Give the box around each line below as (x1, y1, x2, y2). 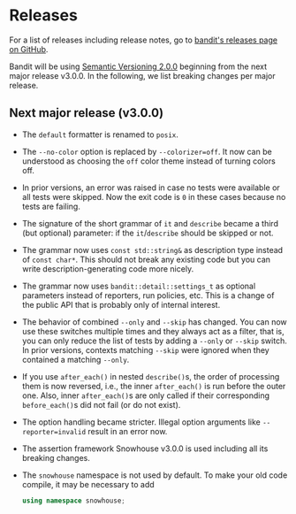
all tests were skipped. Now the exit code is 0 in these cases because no (21, 191, 286, 202)
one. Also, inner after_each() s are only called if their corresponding (21, 390, 269, 401)
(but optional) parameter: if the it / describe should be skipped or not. (21, 227, 274, 238)
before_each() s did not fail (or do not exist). (21, 399, 181, 410)
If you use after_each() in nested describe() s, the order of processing (21, 371, 280, 381)
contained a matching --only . (21, 354, 130, 364)
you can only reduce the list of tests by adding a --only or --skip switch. (21, 335, 287, 346)
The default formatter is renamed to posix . (21, 129, 179, 140)
